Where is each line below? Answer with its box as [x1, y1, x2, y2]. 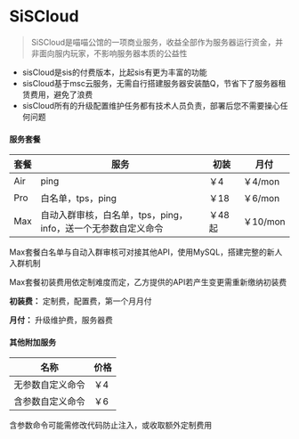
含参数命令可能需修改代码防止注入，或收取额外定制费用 [9, 420, 212, 431]
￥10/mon [243, 215, 286, 228]
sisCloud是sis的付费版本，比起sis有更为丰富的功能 [21, 67, 207, 77]
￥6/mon [243, 192, 280, 205]
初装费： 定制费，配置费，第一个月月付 [9, 296, 152, 306]
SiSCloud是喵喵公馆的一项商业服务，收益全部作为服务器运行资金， [30, 37, 276, 47]
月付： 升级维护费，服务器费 [9, 314, 113, 326]
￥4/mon [243, 175, 280, 188]
